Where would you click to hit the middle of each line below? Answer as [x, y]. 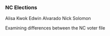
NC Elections [21, 7]
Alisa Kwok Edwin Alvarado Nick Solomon [48, 18]
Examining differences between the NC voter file [55, 28]
